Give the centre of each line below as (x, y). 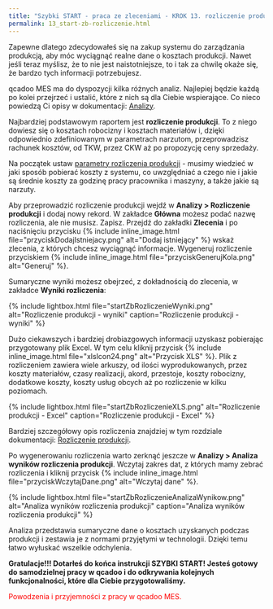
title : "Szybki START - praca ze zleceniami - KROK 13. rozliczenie (127, 16)
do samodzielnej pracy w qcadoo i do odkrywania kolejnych (111, 572)
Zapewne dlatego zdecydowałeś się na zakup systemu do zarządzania (127, 46)
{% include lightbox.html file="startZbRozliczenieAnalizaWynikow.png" (127, 497)
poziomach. (28, 391)
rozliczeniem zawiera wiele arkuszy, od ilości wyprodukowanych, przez (128, 365)
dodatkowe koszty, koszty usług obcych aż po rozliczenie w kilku (117, 382)
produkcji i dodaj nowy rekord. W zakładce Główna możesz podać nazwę (132, 213)
